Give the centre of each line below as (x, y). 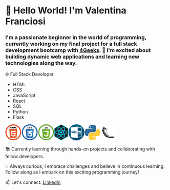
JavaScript (24, 96)
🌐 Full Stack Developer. (30, 74)
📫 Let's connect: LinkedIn (33, 182)
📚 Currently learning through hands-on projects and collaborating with (80, 149)
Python (20, 112)
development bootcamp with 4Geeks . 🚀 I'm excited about (78, 50)
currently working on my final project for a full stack (71, 44)
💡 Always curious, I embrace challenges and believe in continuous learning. (85, 166)
